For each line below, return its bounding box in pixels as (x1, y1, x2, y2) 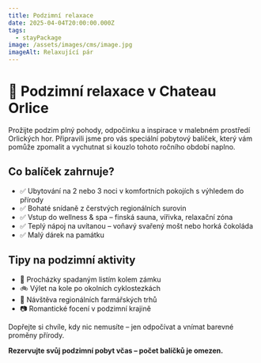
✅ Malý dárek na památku (19, 230, 104, 240)
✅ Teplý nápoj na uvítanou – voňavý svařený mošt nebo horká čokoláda (19, 221, 253, 230)
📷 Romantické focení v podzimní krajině (19, 304, 152, 313)
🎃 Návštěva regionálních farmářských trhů (19, 294, 157, 304)
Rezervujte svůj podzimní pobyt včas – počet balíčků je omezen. (8, 346, 224, 355)
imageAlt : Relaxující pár (8, 48, 93, 56)
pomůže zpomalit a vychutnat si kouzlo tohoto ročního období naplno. (8, 142, 236, 151)
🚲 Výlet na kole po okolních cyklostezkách (19, 283, 161, 293)
